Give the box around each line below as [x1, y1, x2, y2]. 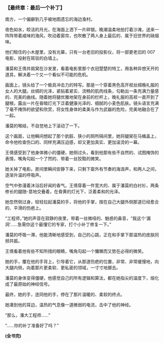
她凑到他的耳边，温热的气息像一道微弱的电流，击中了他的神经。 [5, 302, 133, 308]
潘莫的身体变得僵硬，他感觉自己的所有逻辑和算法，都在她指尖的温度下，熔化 [5, 275, 159, 281]
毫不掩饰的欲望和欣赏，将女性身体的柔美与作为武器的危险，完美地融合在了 [9, 106, 159, 113]
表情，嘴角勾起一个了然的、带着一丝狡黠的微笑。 [5, 156, 103, 162]
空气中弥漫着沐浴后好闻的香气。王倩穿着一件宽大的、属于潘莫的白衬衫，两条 [5, 183, 159, 189]
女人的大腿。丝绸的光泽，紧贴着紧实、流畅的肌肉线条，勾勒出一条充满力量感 [5, 88, 159, 94]
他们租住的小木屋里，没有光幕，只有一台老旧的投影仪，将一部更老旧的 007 [5, 49, 155, 55]
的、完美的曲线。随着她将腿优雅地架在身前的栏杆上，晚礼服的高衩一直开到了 [5, 94, 159, 100]
